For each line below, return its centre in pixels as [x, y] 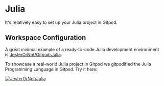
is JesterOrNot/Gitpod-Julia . [34, 54]
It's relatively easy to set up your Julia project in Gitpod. [61, 22]
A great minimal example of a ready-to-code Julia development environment [82, 49]
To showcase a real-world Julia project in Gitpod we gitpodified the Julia [78, 64]
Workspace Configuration [46, 38]
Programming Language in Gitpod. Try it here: [51, 69]
